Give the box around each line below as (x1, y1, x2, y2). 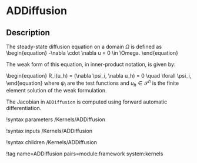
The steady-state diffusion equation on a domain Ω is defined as (6, 43, 162, 50)
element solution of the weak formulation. (6, 87, 107, 94)
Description (6, 28, 50, 38)
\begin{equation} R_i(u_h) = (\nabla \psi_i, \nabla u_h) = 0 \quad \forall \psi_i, (6, 72, 192, 79)
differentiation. (6, 105, 42, 112)
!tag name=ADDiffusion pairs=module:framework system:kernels (6, 150, 163, 157)
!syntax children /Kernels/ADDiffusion (6, 139, 97, 146)
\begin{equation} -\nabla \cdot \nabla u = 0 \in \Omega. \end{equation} (6, 49, 178, 56)
